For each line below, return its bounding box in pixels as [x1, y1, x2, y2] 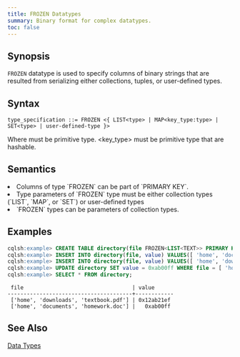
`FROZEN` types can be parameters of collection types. [16, 205, 180, 213]
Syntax [7, 97, 40, 109]
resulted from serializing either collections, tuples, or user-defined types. [7, 76, 223, 86]
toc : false [7, 24, 40, 31]
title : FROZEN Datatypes [7, 10, 81, 18]
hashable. [7, 143, 36, 151]
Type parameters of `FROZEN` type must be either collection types [16, 190, 213, 198]
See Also [7, 322, 48, 334]
